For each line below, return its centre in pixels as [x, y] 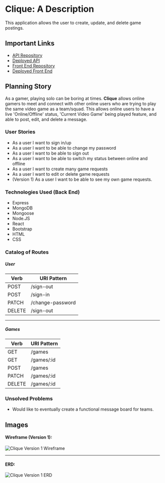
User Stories [20, 132]
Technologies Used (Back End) [42, 192]
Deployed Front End [32, 71]
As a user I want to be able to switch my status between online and [80, 158]
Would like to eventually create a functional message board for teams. [83, 409]
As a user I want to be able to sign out [51, 153]
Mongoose [23, 213]
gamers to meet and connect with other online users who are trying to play [81, 103]
